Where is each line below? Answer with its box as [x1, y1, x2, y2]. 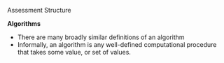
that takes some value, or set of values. [17, 48, 132, 56]
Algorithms [7, 20, 41, 27]
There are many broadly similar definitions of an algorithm [17, 33, 185, 41]
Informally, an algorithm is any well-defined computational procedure [17, 41, 217, 48]
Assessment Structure [7, 6, 71, 14]
